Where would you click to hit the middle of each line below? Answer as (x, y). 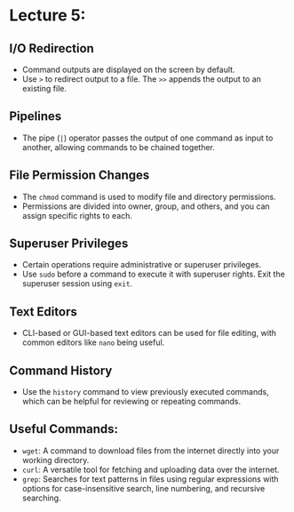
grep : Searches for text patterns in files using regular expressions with (150, 479)
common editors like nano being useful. (93, 342)
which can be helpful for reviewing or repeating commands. (131, 402)
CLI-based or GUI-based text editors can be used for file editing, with (149, 333)
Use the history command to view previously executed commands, (145, 392)
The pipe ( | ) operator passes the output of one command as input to (147, 138)
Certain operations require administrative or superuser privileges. (142, 265)
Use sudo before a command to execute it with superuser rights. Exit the (154, 274)
